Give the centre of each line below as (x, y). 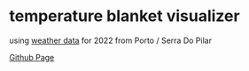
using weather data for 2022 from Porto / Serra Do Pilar (111, 40)
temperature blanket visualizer (125, 16)
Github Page (32, 57)
